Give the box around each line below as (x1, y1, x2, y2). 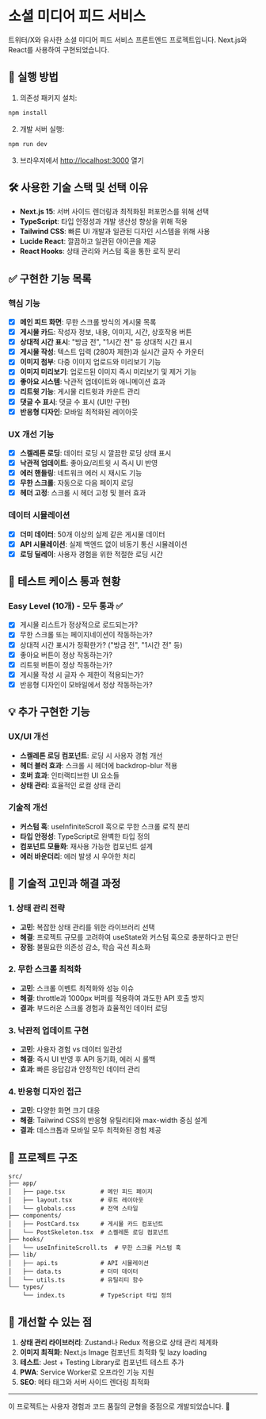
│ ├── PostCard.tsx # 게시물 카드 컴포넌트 (8, 1220, 164, 1229)
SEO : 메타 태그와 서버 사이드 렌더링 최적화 (19, 1378, 150, 1387)
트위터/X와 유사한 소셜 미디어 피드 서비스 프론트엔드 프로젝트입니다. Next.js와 (8, 35, 248, 44)
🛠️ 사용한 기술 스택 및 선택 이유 (8, 180, 149, 194)
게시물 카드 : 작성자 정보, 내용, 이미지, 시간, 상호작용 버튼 (19, 327, 192, 337)
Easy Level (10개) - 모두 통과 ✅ (8, 601, 123, 612)
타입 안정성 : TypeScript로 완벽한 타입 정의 (19, 831, 150, 841)
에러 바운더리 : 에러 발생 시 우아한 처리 (19, 851, 136, 861)
